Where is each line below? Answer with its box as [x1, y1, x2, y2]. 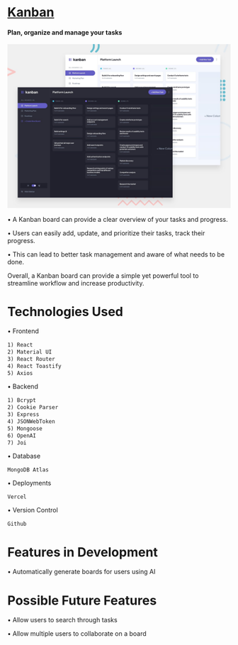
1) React [7, 342, 33, 349]
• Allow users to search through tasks [7, 616, 118, 624]
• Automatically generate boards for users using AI [7, 568, 156, 576]
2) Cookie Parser [7, 404, 59, 411]
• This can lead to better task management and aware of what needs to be [7, 249, 225, 259]
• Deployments [7, 479, 52, 488]
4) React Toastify [7, 363, 62, 370]
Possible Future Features [7, 593, 157, 608]
